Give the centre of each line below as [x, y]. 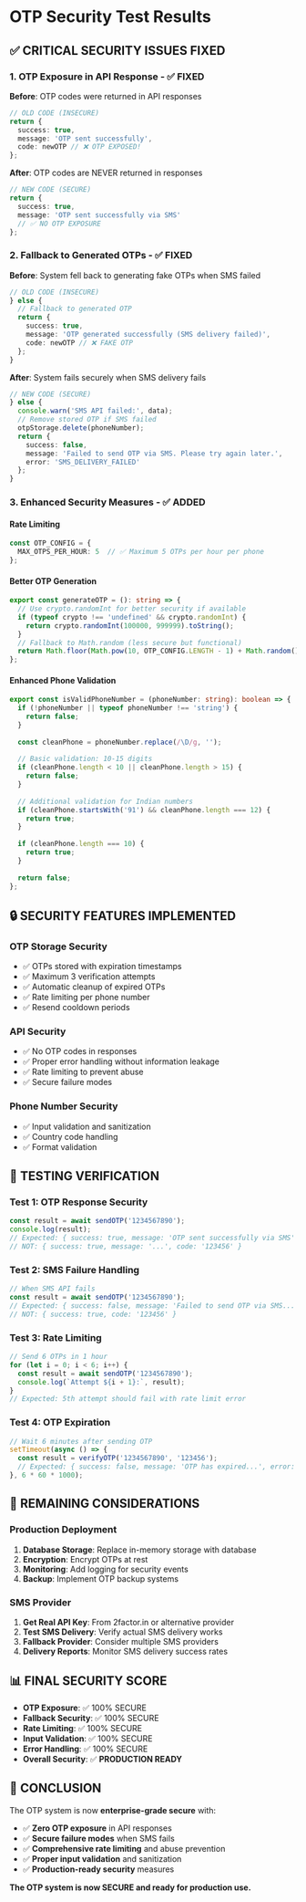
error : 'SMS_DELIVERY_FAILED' [83, 462]
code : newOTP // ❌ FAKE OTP [80, 343]
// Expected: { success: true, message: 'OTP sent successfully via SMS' [153, 1238]
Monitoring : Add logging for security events [105, 1569]
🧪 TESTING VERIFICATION [85, 1176]
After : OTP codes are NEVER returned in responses [106, 173]
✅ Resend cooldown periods [76, 1008]
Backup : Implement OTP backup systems [101, 1578]
